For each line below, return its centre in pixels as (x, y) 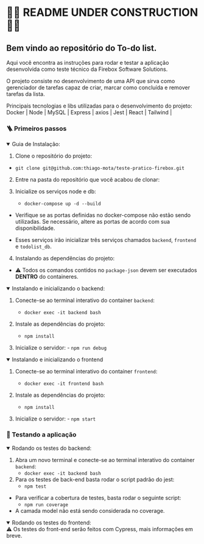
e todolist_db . (33, 246)
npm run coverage (46, 505)
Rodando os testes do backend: (52, 448)
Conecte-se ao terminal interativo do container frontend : (86, 372)
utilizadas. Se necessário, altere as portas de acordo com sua (93, 222)
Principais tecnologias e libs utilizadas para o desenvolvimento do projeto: (99, 106)
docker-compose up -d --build (63, 204)
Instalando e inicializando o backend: (58, 289)
